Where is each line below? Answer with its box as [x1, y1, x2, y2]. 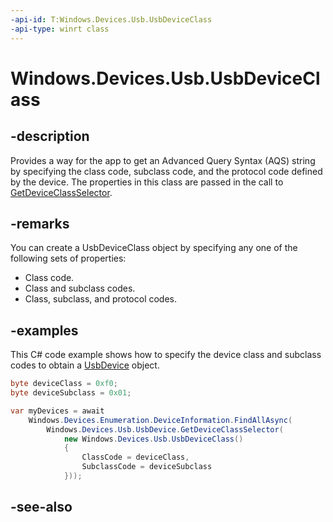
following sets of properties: [10, 252, 127, 265]
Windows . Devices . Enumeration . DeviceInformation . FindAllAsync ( [28, 415, 293, 425]
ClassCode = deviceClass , [81, 452, 190, 463]
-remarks [10, 215, 70, 232]
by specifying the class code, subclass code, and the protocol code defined [10, 165, 323, 177]
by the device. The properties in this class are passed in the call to [10, 176, 284, 188]
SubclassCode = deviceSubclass [81, 462, 213, 472]
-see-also [10, 499, 73, 516]
